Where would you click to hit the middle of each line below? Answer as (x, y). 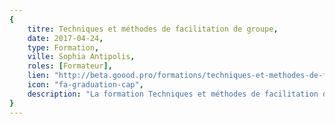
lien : (39, 76)
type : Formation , (63, 47)
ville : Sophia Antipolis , (81, 57)
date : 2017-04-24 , (65, 38)
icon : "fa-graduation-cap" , (85, 85)
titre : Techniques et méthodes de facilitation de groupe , (153, 29)
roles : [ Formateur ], (70, 66)
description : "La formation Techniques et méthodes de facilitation (173, 94)
